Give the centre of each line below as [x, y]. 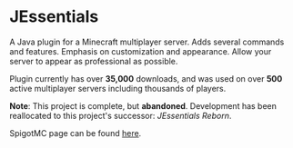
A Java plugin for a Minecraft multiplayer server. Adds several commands [147, 42]
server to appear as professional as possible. [94, 61]
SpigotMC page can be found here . [76, 133]
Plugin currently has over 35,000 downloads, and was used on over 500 [146, 78]
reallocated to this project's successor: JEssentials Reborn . [121, 115]
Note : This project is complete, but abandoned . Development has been [143, 105]
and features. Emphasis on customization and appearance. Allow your [141, 51]
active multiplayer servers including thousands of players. [118, 88]
